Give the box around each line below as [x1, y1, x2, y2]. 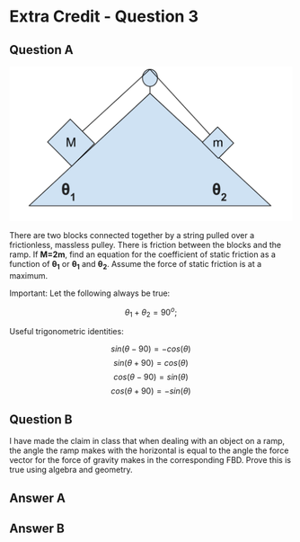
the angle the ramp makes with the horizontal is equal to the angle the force [9, 445, 289, 456]
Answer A [9, 490, 66, 505]
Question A [9, 42, 74, 58]
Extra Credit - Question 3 [9, 6, 199, 27]
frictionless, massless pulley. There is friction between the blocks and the [9, 240, 281, 251]
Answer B [9, 520, 66, 536]
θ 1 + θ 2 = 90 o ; [124, 305, 178, 320]
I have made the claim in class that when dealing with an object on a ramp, [9, 436, 286, 447]
